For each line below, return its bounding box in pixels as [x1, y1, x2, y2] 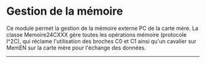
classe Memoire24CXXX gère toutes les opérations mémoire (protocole [6, 31, 187, 38]
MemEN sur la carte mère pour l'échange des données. [6, 44, 147, 51]
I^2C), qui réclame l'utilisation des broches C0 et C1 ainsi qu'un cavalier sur [6, 37, 197, 45]
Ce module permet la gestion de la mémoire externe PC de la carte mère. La [6, 24, 199, 32]
